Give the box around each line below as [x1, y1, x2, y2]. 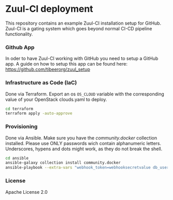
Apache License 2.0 [5, 189, 48, 195]
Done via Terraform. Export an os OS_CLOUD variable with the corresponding [5, 91, 165, 97]
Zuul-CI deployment [5, 3, 94, 15]
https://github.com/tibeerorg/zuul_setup [5, 66, 90, 72]
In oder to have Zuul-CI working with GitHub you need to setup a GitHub [5, 55, 159, 62]
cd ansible [5, 155, 29, 161]
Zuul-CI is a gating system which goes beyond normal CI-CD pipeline [5, 25, 152, 31]
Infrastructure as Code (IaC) [5, 79, 77, 86]
